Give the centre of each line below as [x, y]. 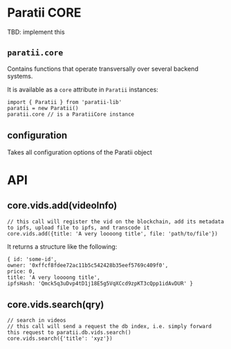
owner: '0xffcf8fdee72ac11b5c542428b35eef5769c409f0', [88, 265]
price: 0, [21, 271]
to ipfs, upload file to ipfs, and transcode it [78, 227]
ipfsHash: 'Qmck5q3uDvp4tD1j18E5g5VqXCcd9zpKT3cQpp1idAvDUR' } [100, 283]
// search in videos [37, 321]
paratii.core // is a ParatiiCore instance [71, 114]
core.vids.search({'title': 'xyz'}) [60, 339]
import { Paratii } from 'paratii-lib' [65, 102]
